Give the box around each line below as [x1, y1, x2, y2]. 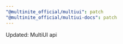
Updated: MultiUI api [5, 31, 58, 38]
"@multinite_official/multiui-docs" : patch [5, 14, 118, 20]
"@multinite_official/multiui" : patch [5, 8, 104, 15]
